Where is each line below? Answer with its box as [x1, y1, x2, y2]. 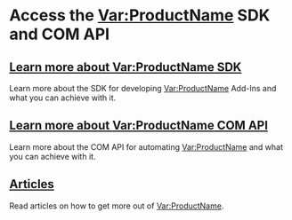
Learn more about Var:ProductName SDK [9, 59, 242, 75]
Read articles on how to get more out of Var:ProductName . [9, 200, 224, 211]
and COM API [9, 24, 109, 44]
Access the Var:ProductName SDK [9, 5, 271, 26]
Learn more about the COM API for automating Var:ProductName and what [9, 141, 283, 152]
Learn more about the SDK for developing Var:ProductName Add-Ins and [9, 83, 277, 93]
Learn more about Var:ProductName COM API [9, 118, 269, 133]
